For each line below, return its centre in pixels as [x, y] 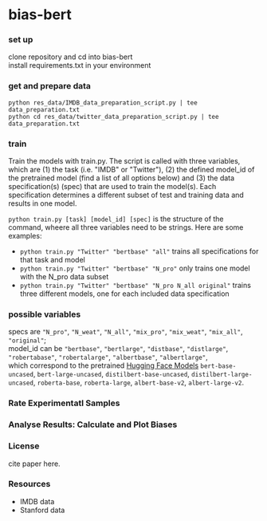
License [24, 446]
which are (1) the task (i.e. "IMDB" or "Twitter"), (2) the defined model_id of [132, 170]
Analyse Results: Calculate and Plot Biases [93, 424]
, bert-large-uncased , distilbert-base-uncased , [111, 374]
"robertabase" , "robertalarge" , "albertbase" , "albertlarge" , [108, 357]
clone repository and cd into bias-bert [71, 57]
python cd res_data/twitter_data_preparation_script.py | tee [114, 116]
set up [21, 40]
